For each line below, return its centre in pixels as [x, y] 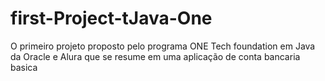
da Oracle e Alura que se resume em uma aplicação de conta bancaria [155, 56]
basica [24, 67]
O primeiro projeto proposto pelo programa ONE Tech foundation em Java [163, 46]
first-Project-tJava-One [111, 18]
